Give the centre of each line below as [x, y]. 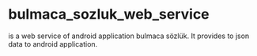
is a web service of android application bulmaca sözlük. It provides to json [129, 36]
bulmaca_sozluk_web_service [109, 14]
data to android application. [53, 44]
